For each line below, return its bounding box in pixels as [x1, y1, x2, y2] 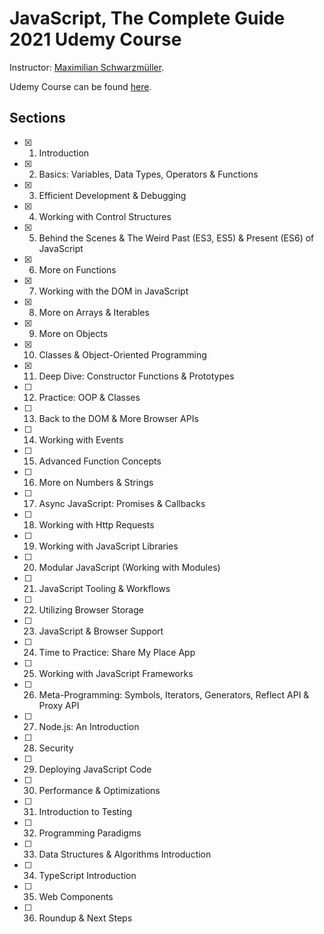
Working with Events [38, 433, 124, 446]
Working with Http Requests [38, 518, 155, 531]
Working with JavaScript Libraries [38, 540, 179, 552]
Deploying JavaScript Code [38, 763, 152, 775]
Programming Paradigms [38, 827, 142, 839]
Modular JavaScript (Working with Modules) [38, 561, 221, 573]
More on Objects [38, 327, 109, 339]
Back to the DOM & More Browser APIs [38, 412, 199, 424]
